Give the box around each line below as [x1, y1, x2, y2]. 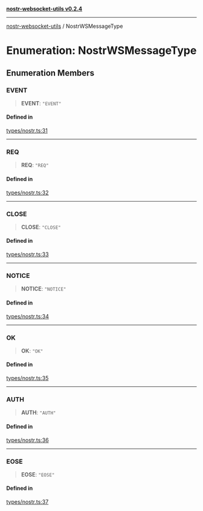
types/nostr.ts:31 [6, 127, 48, 134]
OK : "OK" [21, 347, 43, 354]
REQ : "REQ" [21, 162, 50, 169]
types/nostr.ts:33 [6, 251, 50, 258]
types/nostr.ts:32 [6, 189, 50, 196]
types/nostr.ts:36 [6, 436, 50, 444]
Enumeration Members [6, 68, 95, 78]
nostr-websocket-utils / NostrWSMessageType [6, 22, 123, 30]
